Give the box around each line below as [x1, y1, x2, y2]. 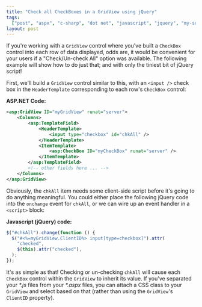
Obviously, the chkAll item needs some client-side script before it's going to [6, 187, 195, 194]
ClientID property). [6, 294, 55, 301]
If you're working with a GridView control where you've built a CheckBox [6, 42, 182, 49]
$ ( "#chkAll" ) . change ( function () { [6, 229, 96, 235]
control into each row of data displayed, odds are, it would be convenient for [6, 49, 195, 56]
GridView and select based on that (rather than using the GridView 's [6, 287, 173, 295]
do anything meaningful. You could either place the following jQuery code [6, 193, 189, 200]
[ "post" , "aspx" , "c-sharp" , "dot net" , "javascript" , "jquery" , [11, 20, 179, 26]
